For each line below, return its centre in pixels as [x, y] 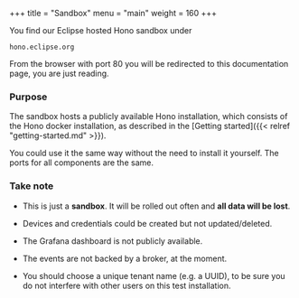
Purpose [28, 97]
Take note [32, 186]
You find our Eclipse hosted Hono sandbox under [101, 30]
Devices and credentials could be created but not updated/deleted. [147, 223]
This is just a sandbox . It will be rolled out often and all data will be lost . [156, 206]
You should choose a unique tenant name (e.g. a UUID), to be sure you [154, 275]
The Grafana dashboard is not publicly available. [112, 241]
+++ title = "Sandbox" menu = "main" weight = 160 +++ [113, 13]
